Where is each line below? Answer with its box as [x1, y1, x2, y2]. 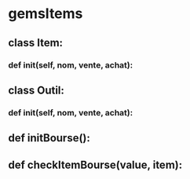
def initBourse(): [8, 131, 90, 145]
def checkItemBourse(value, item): [8, 158, 183, 171]
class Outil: [8, 83, 65, 97]
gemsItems [8, 5, 83, 23]
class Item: [8, 36, 64, 49]
